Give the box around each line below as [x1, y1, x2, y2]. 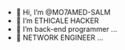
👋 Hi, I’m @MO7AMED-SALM [15, 8, 111, 17]
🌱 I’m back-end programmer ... [15, 25, 118, 33]
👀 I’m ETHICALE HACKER [15, 16, 99, 25]
